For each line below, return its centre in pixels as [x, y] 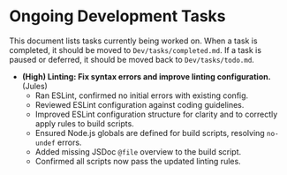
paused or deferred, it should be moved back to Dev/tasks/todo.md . [132, 59]
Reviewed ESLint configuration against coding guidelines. [140, 104]
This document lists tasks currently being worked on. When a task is [133, 41]
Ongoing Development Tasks [118, 16]
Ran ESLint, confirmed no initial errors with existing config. [142, 95]
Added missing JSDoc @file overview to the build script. [138, 151]
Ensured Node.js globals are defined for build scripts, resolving [150, 133]
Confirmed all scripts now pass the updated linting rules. [138, 161]
